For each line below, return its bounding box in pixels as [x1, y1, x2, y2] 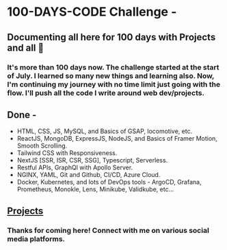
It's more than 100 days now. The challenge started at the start [7, 62, 219, 72]
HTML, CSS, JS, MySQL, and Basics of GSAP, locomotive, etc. [16, 127, 193, 135]
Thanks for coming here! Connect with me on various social [7, 225, 210, 235]
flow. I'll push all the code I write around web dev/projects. [7, 88, 205, 98]
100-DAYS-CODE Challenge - [7, 4, 177, 20]
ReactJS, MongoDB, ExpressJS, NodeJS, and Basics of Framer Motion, [16, 135, 217, 143]
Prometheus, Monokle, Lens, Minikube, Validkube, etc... [16, 185, 174, 193]
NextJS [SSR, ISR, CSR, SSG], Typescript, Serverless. [16, 156, 168, 165]
